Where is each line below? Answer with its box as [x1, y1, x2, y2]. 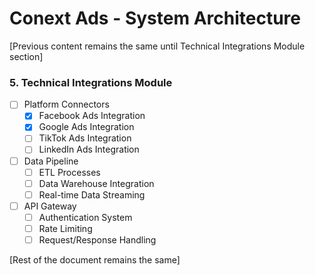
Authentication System [38, 211, 133, 223]
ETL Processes [38, 166, 101, 178]
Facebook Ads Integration [38, 110, 146, 122]
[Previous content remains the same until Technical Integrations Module [9, 40, 306, 52]
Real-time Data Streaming [38, 188, 146, 201]
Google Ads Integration [38, 121, 135, 133]
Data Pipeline [23, 155, 79, 167]
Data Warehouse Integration [38, 177, 155, 189]
